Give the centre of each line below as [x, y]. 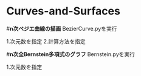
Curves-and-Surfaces [63, 11]
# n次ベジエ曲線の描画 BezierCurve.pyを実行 [62, 28]
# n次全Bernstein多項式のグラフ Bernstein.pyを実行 [71, 54]
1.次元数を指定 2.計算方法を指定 [46, 41]
